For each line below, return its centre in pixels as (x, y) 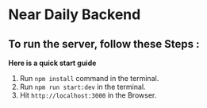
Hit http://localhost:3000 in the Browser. (88, 95)
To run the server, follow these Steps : (104, 44)
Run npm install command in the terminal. (89, 78)
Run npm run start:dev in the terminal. (82, 87)
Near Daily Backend (75, 15)
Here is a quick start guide (52, 63)
